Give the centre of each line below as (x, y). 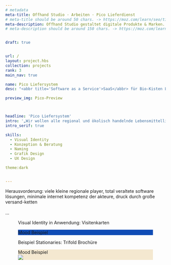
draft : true (18, 43)
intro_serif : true (25, 126)
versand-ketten (21, 202)
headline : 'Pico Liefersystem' (38, 116)
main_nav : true (21, 75)
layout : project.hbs (27, 61)
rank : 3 (13, 70)
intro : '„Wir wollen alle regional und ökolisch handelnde (69, 121)
